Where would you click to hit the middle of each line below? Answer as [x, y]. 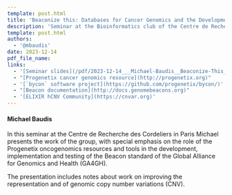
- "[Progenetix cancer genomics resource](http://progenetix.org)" [113, 78]
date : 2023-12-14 [32, 52]
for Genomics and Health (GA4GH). [58, 163]
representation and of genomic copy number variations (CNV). [96, 184]
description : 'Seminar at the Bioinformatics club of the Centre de [108, 26]
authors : [20, 39]
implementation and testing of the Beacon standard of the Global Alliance [112, 156]
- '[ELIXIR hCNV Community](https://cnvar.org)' [85, 97]
